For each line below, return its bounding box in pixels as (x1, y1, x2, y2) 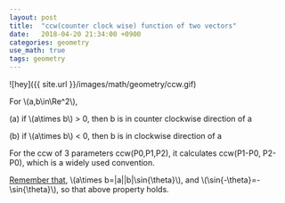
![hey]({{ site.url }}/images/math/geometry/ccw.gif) (9, 79, 197, 89)
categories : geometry (9, 37, 90, 47)
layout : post (9, 12, 58, 22)
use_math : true (9, 46, 66, 55)
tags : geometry (9, 54, 66, 63)
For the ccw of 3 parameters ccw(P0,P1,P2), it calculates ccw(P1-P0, (9, 148, 261, 158)
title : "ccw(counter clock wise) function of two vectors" (9, 21, 238, 30)
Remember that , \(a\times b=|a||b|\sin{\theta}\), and (9, 175, 199, 185)
